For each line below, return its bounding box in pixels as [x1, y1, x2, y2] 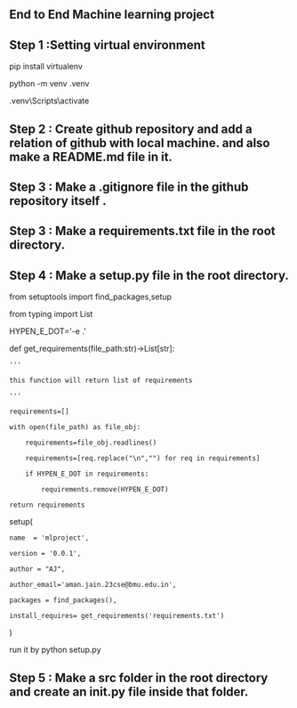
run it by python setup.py [9, 645, 101, 655]
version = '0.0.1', [9, 549, 82, 558]
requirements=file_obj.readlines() [25, 438, 157, 448]
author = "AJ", [9, 565, 66, 574]
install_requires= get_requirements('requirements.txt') [9, 612, 225, 621]
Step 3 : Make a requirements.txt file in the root [9, 224, 276, 239]
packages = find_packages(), [9, 596, 117, 605]
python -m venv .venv [9, 78, 90, 89]
